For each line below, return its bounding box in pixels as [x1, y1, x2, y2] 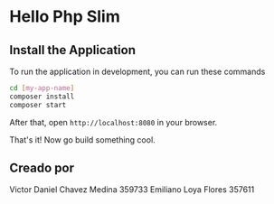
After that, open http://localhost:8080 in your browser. [9, 116, 218, 127]
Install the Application [9, 42, 136, 58]
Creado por [9, 161, 75, 176]
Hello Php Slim [9, 6, 120, 27]
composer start [9, 100, 67, 109]
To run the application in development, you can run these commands [9, 66, 266, 77]
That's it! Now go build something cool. [9, 134, 156, 145]
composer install [9, 92, 75, 101]
